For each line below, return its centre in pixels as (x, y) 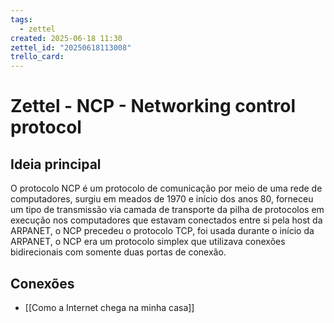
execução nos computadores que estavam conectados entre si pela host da (166, 220)
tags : (21, 19)
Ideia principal (56, 164)
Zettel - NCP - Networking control (153, 106)
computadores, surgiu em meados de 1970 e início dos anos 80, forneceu (162, 199)
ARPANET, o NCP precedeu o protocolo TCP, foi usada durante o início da (162, 231)
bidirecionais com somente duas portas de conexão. (118, 252)
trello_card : (37, 57)
